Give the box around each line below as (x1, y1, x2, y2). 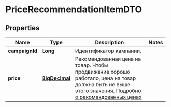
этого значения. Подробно (75, 87, 141, 94)
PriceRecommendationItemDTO (5, 4, 142, 15)
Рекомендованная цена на (75, 56, 141, 62)
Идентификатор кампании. (75, 47, 141, 54)
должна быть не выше (75, 81, 131, 88)
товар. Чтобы (75, 62, 108, 69)
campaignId (8, 47, 37, 54)
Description (95, 39, 124, 46)
